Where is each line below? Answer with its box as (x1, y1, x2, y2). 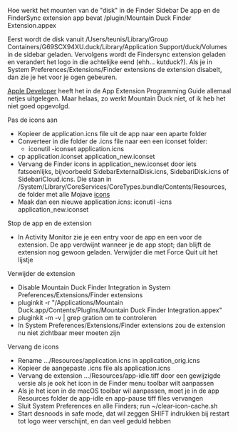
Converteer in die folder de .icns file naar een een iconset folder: (17, 137, 208, 145)
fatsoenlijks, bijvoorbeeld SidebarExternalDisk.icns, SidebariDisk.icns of (17, 168, 229, 175)
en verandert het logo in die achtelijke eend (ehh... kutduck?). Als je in (7, 58, 212, 66)
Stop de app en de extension (7, 219, 93, 227)
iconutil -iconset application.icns (28, 145, 125, 153)
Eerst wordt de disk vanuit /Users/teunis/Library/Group (7, 35, 169, 43)
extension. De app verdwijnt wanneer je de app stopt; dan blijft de (17, 240, 212, 249)
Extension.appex (7, 21, 57, 29)
